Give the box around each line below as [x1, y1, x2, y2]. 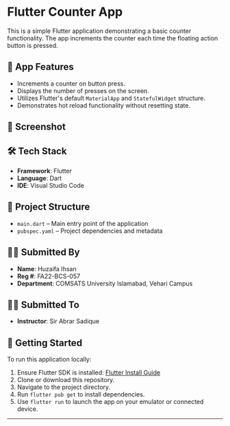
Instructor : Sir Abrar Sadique [16, 317, 100, 325]
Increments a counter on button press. [16, 79, 125, 88]
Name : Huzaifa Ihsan [16, 264, 77, 273]
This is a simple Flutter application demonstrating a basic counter [7, 27, 192, 35]
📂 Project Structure [7, 201, 90, 213]
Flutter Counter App [7, 4, 123, 20]
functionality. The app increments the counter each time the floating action [7, 34, 218, 42]
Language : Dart [16, 174, 62, 182]
